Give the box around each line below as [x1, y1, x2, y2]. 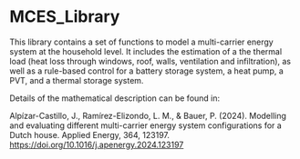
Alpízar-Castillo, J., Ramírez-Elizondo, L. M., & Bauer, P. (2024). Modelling [9, 110, 287, 121]
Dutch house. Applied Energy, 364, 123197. [9, 129, 171, 140]
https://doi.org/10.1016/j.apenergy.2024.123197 [9, 139, 184, 150]
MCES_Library [9, 6, 120, 27]
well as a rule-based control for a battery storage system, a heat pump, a [9, 65, 284, 76]
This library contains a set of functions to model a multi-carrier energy [9, 36, 274, 47]
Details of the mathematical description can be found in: [9, 93, 221, 104]
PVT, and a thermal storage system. [9, 75, 144, 85]
